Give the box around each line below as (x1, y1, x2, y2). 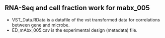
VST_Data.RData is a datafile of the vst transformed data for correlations (11, 17, 160, 22)
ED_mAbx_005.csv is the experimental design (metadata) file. (11, 27, 138, 33)
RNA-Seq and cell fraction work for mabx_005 (4, 4, 150, 12)
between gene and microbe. (11, 22, 70, 28)
